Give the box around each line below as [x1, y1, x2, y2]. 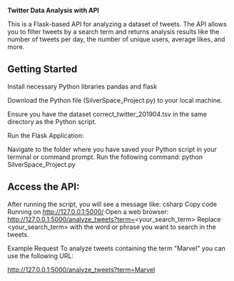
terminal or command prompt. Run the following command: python [7, 153, 203, 161]
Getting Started [7, 63, 78, 76]
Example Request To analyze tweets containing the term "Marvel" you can [7, 244, 226, 252]
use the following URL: [7, 251, 73, 260]
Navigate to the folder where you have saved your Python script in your [7, 145, 218, 153]
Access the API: [7, 181, 80, 193]
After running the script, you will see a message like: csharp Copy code [7, 200, 218, 208]
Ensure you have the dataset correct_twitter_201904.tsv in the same [7, 110, 207, 118]
